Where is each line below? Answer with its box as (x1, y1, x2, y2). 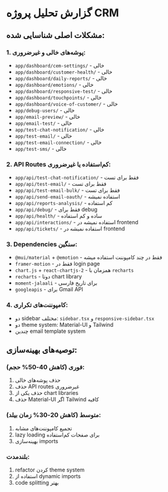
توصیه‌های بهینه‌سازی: (6, 345, 78, 355)
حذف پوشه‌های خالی (14, 377, 61, 384)
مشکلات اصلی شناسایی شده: (6, 30, 105, 40)
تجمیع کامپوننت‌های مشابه (14, 424, 72, 432)
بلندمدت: (6, 452, 30, 461)
